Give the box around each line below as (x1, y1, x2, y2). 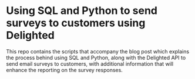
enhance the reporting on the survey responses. (6, 66, 123, 73)
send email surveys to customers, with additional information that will (6, 60, 174, 67)
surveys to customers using (6, 16, 146, 30)
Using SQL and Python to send (6, 4, 157, 17)
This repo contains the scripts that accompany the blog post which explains (6, 48, 190, 55)
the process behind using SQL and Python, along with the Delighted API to (6, 54, 186, 61)
